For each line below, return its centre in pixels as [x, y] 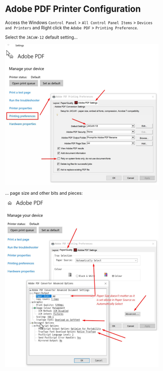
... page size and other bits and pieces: [44, 193]
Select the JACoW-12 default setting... [41, 37]
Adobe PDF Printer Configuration [73, 9]
